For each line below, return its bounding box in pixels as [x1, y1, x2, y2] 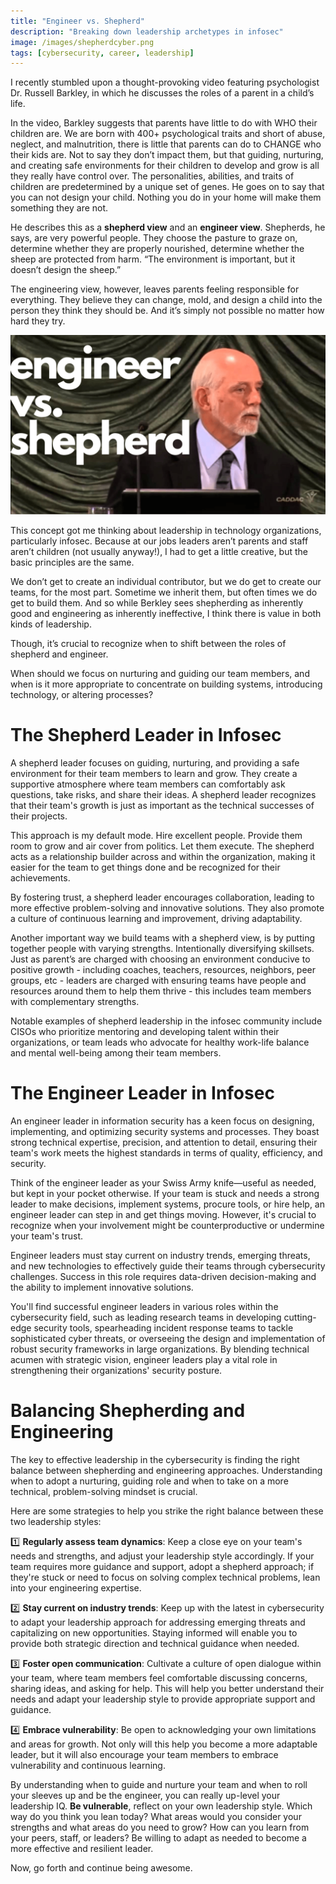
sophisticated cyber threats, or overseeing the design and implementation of [10, 1332, 326, 1344]
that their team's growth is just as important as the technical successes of [10, 799, 315, 811]
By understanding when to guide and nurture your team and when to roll [10, 1778, 308, 1790]
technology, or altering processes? [10, 688, 154, 700]
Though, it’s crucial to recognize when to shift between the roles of [10, 637, 287, 649]
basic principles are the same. [10, 556, 135, 568]
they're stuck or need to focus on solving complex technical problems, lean [10, 1571, 321, 1583]
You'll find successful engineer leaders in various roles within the [10, 1300, 279, 1312]
